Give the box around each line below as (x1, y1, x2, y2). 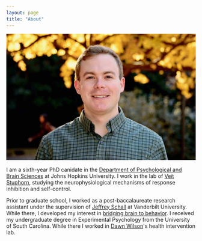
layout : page (6, 10, 39, 16)
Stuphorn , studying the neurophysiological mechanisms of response (6, 178, 176, 186)
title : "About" (6, 16, 44, 22)
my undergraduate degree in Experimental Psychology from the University (6, 216, 191, 223)
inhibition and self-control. (6, 185, 72, 192)
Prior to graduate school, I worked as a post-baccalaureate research (6, 197, 176, 204)
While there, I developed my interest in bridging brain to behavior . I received (6, 209, 194, 216)
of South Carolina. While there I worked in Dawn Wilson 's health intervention (6, 222, 195, 230)
